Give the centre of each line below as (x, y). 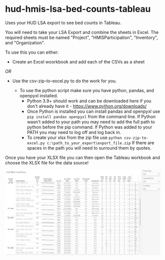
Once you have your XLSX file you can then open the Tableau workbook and (82, 157)
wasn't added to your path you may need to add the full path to (91, 122)
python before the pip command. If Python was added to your (90, 127)
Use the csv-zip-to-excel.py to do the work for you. (65, 81)
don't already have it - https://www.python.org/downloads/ (87, 106)
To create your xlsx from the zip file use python (74, 137)
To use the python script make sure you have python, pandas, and (87, 90)
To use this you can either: (32, 52)
